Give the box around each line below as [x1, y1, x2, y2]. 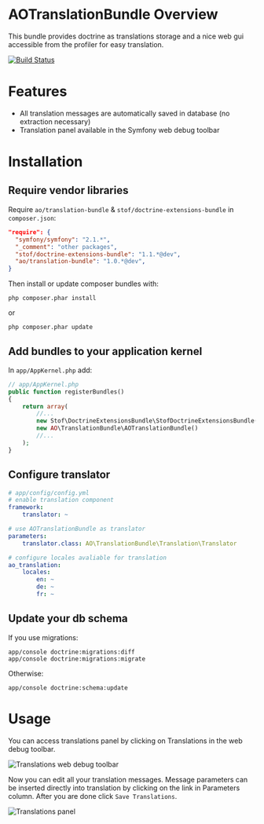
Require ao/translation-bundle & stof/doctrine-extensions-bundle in [8, 204, 234, 214]
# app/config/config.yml [8, 489, 90, 496]
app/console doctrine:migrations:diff [8, 648, 135, 656]
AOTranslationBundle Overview [8, 5, 218, 24]
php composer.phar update [8, 324, 93, 331]
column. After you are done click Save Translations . [8, 791, 178, 800]
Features [8, 82, 68, 101]
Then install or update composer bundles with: [8, 279, 159, 288]
